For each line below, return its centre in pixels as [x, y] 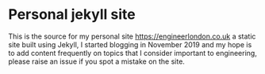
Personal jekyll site [72, 15]
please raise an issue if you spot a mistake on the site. [96, 61]
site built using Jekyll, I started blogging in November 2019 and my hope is [130, 44]
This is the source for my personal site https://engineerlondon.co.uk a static [132, 36]
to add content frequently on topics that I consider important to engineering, [133, 53]
